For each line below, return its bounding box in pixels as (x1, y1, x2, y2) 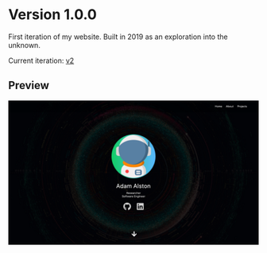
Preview (8, 79, 50, 92)
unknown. (8, 40, 41, 49)
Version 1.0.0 (8, 6, 97, 24)
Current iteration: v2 (8, 56, 75, 65)
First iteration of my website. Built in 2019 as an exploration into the (8, 32, 228, 41)
